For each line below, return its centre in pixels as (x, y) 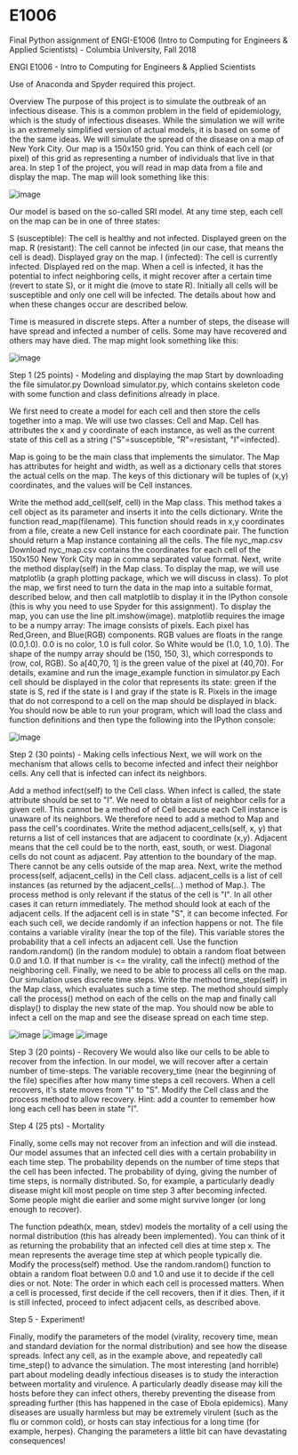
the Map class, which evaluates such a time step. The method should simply (149, 989)
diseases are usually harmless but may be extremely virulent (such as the (144, 1412)
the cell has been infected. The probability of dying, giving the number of (143, 1171)
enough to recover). (46, 1209)
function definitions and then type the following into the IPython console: (142, 719)
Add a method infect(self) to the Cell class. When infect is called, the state (145, 790)
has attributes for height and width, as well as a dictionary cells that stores (145, 466)
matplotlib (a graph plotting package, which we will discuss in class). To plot (149, 578)
